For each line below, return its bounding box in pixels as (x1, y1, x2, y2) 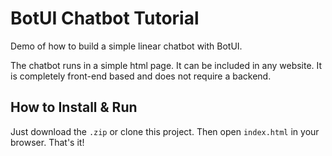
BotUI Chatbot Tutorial (10, 7, 200, 30)
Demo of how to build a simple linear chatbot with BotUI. (10, 40, 243, 52)
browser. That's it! (10, 136, 85, 148)
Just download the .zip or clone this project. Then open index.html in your (10, 125, 320, 137)
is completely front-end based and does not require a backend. (10, 70, 272, 82)
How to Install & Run (10, 99, 138, 116)
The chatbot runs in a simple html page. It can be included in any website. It (10, 59, 323, 71)
